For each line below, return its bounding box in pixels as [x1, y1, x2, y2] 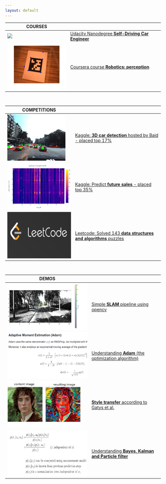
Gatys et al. [91, 404, 115, 410]
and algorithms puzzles [75, 235, 124, 241]
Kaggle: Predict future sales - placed [75, 181, 152, 187]
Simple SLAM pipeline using [91, 302, 149, 308]
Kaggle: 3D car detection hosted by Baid [75, 132, 159, 138]
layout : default [5, 8, 39, 13]
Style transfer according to [91, 399, 147, 405]
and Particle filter [91, 453, 128, 459]
